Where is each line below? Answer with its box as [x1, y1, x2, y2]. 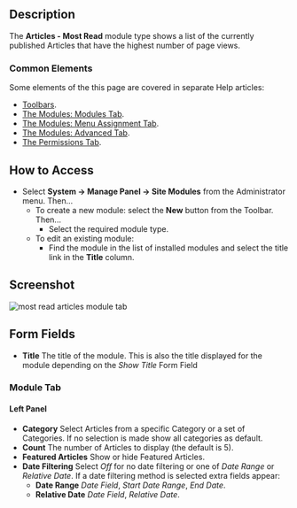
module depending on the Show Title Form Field [21, 359, 198, 370]
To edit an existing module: [35, 233, 135, 243]
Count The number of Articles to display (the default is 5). [21, 442, 234, 452]
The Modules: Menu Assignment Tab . [21, 119, 160, 129]
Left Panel [9, 404, 47, 414]
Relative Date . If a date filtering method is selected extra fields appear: [21, 470, 281, 481]
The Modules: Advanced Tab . [21, 127, 130, 138]
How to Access [9, 163, 95, 178]
